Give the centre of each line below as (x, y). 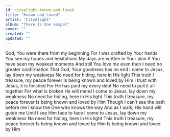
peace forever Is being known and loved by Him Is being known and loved (83, 124)
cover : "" (16, 29)
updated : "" (18, 39)
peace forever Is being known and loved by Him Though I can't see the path (85, 102)
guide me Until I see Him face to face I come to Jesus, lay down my (76, 112)
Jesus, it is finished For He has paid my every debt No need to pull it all (80, 85)
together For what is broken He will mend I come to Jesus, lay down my (80, 91)
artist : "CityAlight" (28, 19)
